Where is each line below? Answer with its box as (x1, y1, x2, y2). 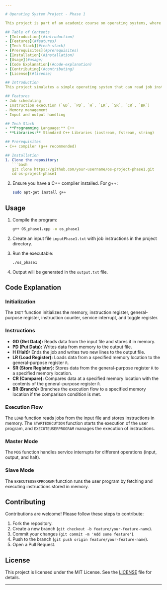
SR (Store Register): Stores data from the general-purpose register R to (12, 365, 159, 370)
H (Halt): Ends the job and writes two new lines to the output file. (12, 349, 146, 355)
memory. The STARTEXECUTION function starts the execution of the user (5, 420, 148, 426)
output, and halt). (5, 454, 41, 460)
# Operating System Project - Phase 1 (5, 11, 85, 16)
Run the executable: (12, 250, 54, 256)
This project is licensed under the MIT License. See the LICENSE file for (5, 569, 152, 575)
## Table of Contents (5, 29, 50, 35)
